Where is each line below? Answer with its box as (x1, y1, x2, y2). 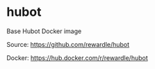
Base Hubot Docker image (6, 27, 82, 35)
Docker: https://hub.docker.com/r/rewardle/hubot (6, 53, 149, 62)
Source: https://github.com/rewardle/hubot (6, 40, 130, 48)
